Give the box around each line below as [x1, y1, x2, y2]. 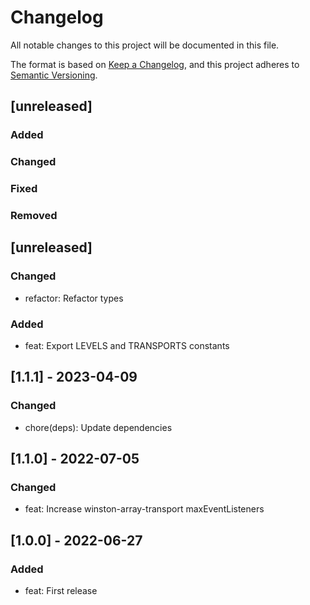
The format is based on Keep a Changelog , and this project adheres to [10, 58, 300, 70]
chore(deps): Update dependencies [24, 421, 173, 433]
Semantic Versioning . [10, 69, 98, 81]
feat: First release [24, 585, 98, 597]
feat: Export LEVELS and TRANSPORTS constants [24, 340, 230, 351]
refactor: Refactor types [24, 292, 124, 304]
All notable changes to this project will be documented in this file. [10, 39, 280, 51]
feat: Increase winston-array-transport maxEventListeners [24, 503, 265, 515]
